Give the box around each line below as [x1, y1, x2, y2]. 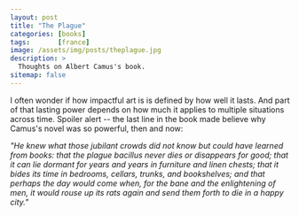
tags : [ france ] [10, 37, 90, 47]
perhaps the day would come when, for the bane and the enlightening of [10, 178, 276, 189]
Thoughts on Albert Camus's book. [18, 63, 146, 72]
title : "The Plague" [10, 21, 87, 30]
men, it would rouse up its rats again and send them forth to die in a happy [10, 187, 284, 197]
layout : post [10, 12, 59, 22]
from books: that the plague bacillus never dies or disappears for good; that [10, 150, 289, 160]
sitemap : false [10, 71, 67, 80]
